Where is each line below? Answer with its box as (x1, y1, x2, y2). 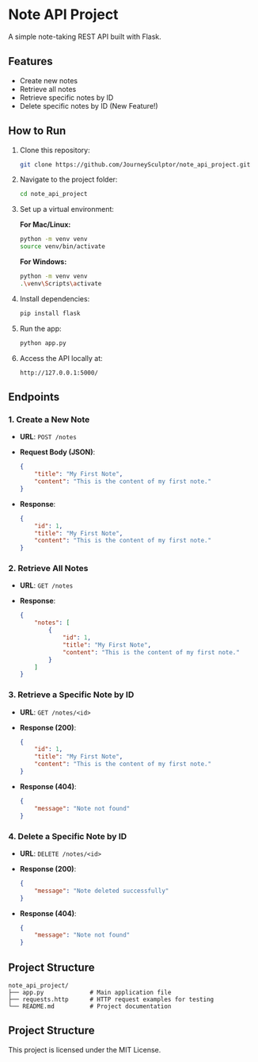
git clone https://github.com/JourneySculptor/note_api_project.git (19, 160, 251, 168)
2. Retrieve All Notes (8, 563, 89, 574)
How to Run (8, 125, 66, 138)
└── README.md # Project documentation (8, 1002, 172, 1010)
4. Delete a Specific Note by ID (8, 830, 127, 842)
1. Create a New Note (8, 414, 90, 425)
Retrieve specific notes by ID (19, 93, 114, 102)
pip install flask (19, 309, 81, 317)
